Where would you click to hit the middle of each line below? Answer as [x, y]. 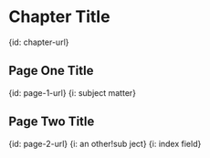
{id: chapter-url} [39, 42]
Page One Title [51, 71]
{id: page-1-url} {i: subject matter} [73, 92]
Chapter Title [59, 17]
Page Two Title [52, 122]
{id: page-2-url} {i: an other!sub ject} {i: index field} [105, 143]
